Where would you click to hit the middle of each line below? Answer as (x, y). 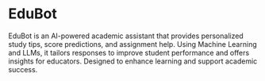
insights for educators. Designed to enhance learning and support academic (133, 61)
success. (23, 69)
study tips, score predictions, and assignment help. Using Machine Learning (132, 44)
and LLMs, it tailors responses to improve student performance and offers (129, 52)
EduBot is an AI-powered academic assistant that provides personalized (126, 36)
